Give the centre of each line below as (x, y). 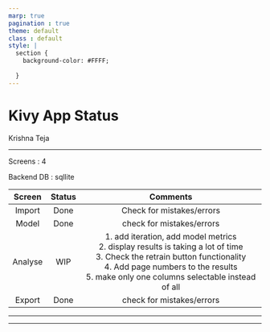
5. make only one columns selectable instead (171, 276)
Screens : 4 (27, 161)
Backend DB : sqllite (41, 176)
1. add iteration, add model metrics (171, 236)
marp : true (27, 16)
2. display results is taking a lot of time (171, 247)
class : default (35, 38)
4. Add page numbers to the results (171, 267)
